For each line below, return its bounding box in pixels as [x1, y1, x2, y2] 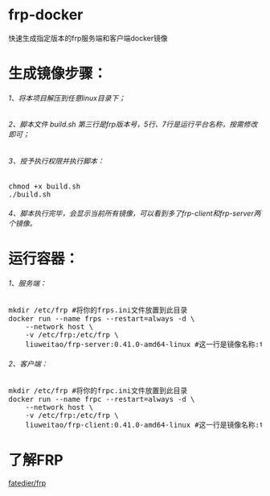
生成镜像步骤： [8, 64, 108, 83]
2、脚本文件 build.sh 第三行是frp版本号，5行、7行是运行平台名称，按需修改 [8, 119, 258, 130]
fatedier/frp [8, 477, 47, 488]
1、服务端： [8, 278, 47, 287]
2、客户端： [8, 359, 48, 369]
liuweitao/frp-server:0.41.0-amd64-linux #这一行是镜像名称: [25, 340, 260, 349]
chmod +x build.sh [8, 181, 81, 191]
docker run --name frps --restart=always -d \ [8, 314, 195, 323]
